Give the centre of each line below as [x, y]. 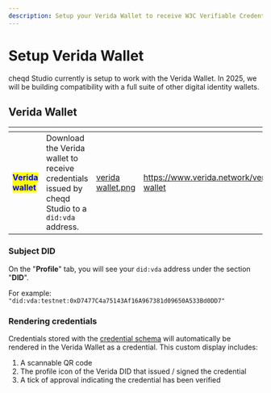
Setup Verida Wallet [76, 55]
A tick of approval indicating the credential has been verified [120, 379]
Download [65, 138]
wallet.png [116, 188]
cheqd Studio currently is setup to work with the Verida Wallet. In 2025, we [133, 78]
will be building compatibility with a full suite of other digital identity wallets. [134, 86]
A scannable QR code [56, 362]
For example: [30, 293]
